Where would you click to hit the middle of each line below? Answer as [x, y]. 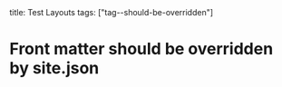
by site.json [54, 68]
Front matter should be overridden [141, 49]
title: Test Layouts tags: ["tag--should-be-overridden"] [112, 12]
